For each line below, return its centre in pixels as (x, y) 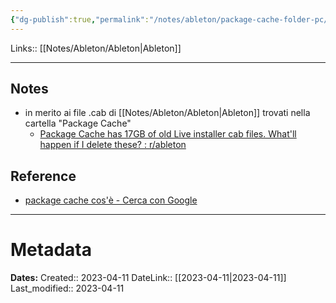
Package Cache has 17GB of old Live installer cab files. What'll (168, 134)
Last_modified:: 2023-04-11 (67, 288)
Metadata (51, 250)
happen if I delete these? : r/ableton (113, 145)
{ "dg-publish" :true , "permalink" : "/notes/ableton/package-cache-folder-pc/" (171, 19)
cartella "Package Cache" (78, 123)
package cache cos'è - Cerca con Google (111, 200)
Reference (43, 176)
